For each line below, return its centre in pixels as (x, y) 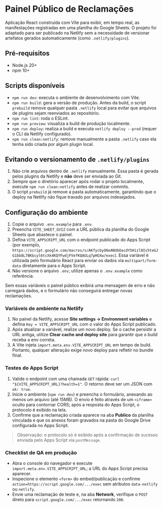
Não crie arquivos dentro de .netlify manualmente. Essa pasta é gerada (85, 171)
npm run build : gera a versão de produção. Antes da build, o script (79, 102)
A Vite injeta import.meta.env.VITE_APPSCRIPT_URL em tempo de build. (82, 345)
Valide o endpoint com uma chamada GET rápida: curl (66, 379)
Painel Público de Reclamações (69, 9)
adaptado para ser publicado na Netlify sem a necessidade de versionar (77, 33)
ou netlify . (24, 489)
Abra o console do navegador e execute (52, 463)
